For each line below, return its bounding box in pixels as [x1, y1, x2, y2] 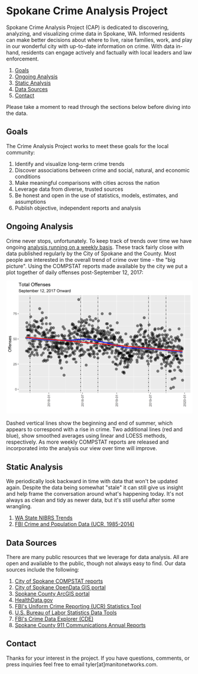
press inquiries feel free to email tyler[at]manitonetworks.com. [6, 660, 158, 667]
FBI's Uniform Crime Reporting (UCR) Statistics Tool [14, 602, 142, 609]
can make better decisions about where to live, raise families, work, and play [6, 36, 193, 43]
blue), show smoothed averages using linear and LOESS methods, [6, 432, 167, 439]
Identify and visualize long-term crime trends [14, 160, 125, 167]
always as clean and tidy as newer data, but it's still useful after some [6, 496, 176, 504]
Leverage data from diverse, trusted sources [14, 185, 124, 192]
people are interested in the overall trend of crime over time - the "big [6, 256, 176, 263]
